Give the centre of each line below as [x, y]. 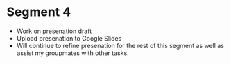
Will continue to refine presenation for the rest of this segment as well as [120, 45]
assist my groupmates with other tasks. [72, 53]
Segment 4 [39, 12]
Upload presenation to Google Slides [69, 38]
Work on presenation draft [54, 31]
